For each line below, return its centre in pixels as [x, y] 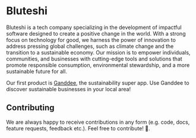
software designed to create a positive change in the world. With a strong [96, 33]
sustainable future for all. [37, 71]
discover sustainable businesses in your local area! [69, 89]
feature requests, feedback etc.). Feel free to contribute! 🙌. [78, 128]
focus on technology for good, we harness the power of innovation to [91, 40]
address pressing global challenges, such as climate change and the [90, 46]
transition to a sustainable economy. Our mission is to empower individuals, [98, 52]
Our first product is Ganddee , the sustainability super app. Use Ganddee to [98, 83]
